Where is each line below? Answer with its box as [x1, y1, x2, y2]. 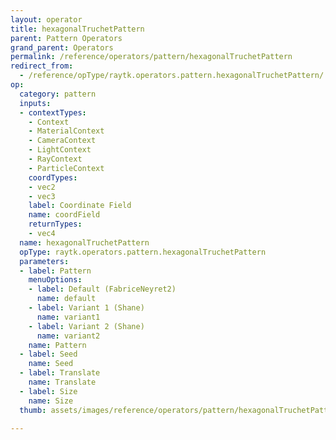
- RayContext [28, 154, 83, 164]
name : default [36, 294, 97, 304]
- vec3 [28, 191, 56, 201]
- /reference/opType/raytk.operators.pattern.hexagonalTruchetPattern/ [19, 71, 325, 81]
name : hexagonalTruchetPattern [19, 237, 150, 248]
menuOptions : [28, 275, 83, 285]
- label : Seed [19, 349, 78, 360]
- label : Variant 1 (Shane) [28, 303, 145, 313]
